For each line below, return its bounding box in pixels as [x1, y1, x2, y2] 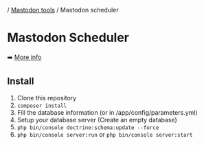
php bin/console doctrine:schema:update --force [16, 124, 159, 131]
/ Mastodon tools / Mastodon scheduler [7, 6, 119, 14]
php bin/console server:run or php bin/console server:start [16, 130, 193, 138]
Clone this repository [16, 93, 77, 102]
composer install [16, 102, 67, 109]
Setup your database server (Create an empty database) [16, 115, 177, 124]
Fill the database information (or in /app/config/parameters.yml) [16, 108, 198, 116]
